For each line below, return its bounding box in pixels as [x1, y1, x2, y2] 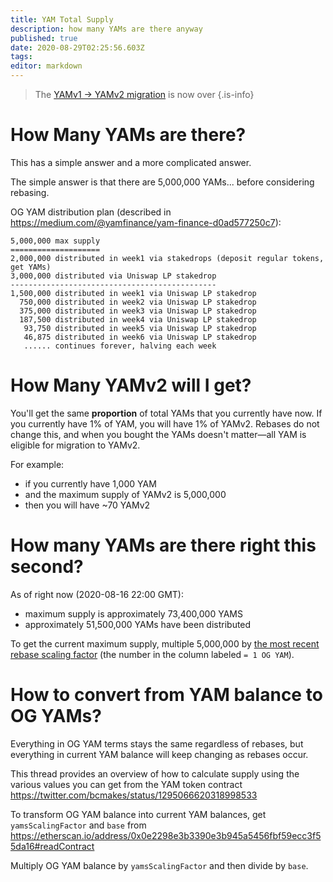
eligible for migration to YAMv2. [10, 439, 141, 451]
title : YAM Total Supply [10, 14, 114, 25]
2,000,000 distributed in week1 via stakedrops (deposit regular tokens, [10, 253, 325, 263]
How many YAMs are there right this [10, 534, 317, 557]
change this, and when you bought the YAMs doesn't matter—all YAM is [10, 428, 307, 440]
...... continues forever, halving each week [23, 341, 217, 351]
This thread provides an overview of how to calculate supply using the [10, 767, 300, 780]
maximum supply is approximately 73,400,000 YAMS [24, 607, 243, 620]
